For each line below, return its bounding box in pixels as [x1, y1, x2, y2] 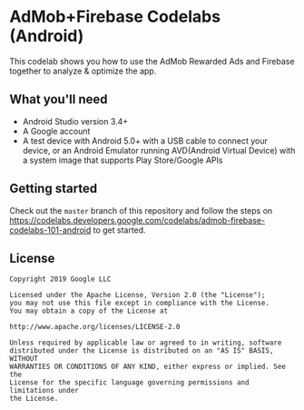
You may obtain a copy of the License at [9, 306, 169, 315]
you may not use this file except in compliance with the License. [9, 298, 270, 308]
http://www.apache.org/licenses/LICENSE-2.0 [9, 323, 181, 332]
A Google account [22, 125, 91, 136]
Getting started [9, 181, 98, 196]
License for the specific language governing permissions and [9, 378, 250, 387]
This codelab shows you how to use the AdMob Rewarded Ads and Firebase [9, 55, 295, 66]
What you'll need [9, 92, 108, 107]
